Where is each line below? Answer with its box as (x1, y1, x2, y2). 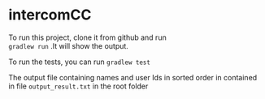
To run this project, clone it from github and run (8, 32, 167, 42)
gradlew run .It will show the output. (8, 41, 128, 50)
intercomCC (8, 6, 92, 24)
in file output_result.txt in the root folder (8, 81, 149, 91)
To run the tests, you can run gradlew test (8, 57, 150, 67)
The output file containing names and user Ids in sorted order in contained (8, 72, 258, 82)
